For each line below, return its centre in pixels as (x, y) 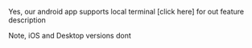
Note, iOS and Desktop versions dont (70, 36)
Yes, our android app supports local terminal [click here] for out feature (126, 12)
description (27, 20)
